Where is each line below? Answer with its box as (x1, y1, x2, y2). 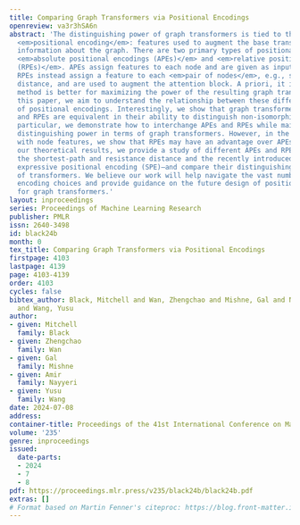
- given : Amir (9, 370, 62, 379)
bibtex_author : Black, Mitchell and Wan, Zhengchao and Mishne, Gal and (9, 296, 286, 304)
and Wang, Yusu (17, 304, 74, 312)
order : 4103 (9, 279, 54, 287)
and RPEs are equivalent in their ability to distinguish (17, 112, 238, 121)
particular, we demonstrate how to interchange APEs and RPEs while (17, 121, 278, 130)
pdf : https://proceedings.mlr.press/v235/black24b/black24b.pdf (9, 486, 254, 496)
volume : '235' (9, 428, 62, 437)
